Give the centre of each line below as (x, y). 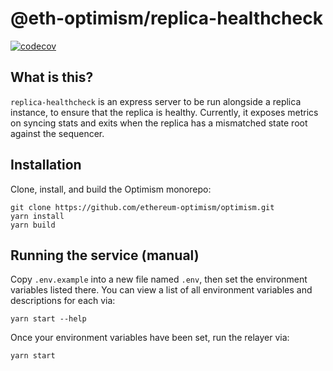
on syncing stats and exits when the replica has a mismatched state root (159, 123)
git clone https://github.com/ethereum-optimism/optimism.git (142, 207)
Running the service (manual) (105, 255)
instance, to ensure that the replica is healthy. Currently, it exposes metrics (164, 112)
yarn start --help (48, 319)
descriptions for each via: (63, 301)
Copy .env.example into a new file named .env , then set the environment (159, 279)
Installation (46, 165)
